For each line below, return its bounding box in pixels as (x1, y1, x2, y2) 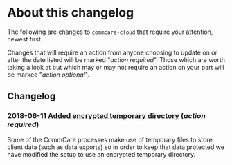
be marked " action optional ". (7, 70, 90, 79)
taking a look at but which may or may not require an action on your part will (7, 63, 224, 71)
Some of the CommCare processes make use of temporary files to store (7, 135, 213, 144)
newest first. (7, 35, 43, 43)
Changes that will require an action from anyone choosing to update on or (7, 48, 218, 57)
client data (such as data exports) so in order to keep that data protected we (7, 143, 225, 151)
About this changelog (7, 5, 134, 21)
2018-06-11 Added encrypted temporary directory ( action (7, 111, 206, 121)
